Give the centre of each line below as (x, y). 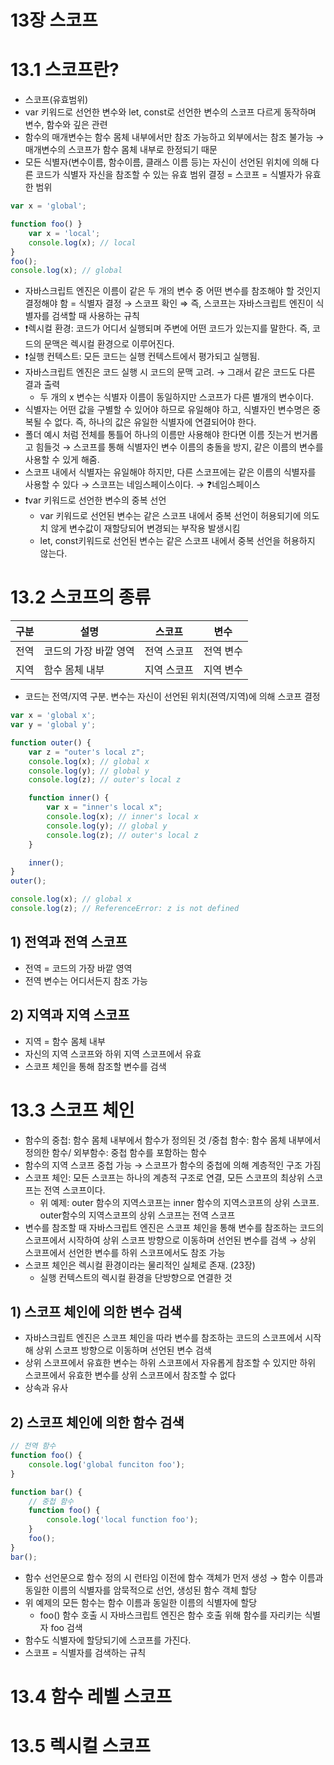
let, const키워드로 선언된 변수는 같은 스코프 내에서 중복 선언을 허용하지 (177, 541)
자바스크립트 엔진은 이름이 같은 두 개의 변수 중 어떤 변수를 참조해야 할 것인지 (173, 291)
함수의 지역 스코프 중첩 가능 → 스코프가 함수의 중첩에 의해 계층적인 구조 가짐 (173, 1165)
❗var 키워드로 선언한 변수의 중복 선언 (95, 500)
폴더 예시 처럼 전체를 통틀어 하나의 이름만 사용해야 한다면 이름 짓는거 (158, 435)
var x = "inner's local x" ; (104, 807)
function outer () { (51, 742)
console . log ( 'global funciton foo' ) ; (107, 1464)
